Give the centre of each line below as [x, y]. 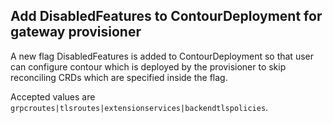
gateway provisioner [76, 32]
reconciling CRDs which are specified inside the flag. [119, 77]
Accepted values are [53, 96]
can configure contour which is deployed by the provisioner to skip [148, 66]
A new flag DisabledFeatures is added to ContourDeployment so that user [162, 56]
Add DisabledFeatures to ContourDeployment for [166, 16]
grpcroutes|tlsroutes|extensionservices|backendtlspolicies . [139, 107]
